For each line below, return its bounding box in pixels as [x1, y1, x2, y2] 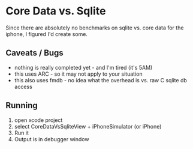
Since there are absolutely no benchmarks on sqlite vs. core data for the [5, 24, 184, 31]
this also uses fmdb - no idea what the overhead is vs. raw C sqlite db [14, 76, 187, 84]
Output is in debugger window [14, 135, 89, 142]
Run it [14, 129, 29, 136]
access [14, 83, 32, 90]
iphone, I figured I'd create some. [5, 30, 88, 37]
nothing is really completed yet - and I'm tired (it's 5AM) [14, 64, 153, 71]
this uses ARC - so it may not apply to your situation [14, 70, 143, 78]
